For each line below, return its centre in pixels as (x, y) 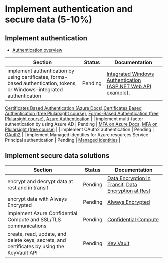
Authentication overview (37, 50)
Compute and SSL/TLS (34, 219)
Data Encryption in (129, 178)
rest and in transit (28, 187)
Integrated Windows (130, 74)
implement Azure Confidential (43, 213)
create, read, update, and (37, 234)
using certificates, (29, 77)
